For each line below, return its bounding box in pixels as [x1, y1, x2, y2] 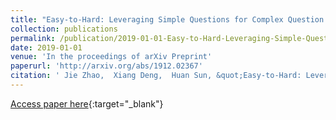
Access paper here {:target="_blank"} [10, 97, 164, 110]
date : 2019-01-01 [10, 42, 83, 53]
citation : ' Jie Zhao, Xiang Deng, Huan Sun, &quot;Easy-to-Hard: [10, 71, 302, 81]
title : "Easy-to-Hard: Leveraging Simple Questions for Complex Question [10, 14, 325, 25]
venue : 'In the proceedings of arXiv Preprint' [10, 52, 213, 62]
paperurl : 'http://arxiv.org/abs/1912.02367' [10, 61, 203, 71]
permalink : [10, 33, 56, 43]
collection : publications [10, 24, 118, 34]
